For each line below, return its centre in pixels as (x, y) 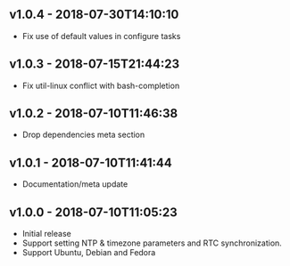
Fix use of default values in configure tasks (101, 36)
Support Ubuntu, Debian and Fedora (89, 253)
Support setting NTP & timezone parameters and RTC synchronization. (152, 243)
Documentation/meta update (75, 184)
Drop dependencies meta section (83, 135)
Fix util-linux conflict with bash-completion (101, 85)
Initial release (46, 234)
